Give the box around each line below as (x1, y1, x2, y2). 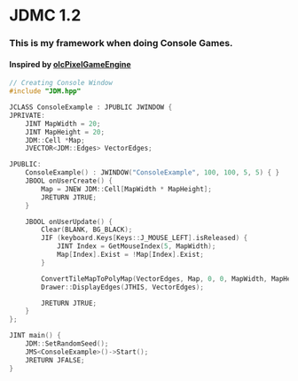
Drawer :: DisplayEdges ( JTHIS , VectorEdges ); (41, 283, 204, 292)
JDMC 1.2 (9, 5, 82, 26)
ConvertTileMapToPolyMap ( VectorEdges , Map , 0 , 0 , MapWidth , (41, 274, 268, 284)
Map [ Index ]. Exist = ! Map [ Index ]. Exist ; (56, 250, 204, 260)
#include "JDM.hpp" (9, 87, 82, 96)
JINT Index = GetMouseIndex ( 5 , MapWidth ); (56, 242, 216, 251)
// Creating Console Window (9, 79, 114, 88)
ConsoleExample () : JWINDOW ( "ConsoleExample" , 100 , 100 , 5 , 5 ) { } (25, 168, 280, 177)
